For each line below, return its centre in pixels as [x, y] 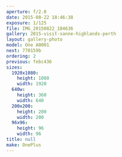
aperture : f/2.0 [26, 12]
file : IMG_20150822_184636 [40, 28]
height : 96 [30, 128]
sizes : [14, 67]
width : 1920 [32, 84]
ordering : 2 [21, 56]
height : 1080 [33, 78]
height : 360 [32, 95]
